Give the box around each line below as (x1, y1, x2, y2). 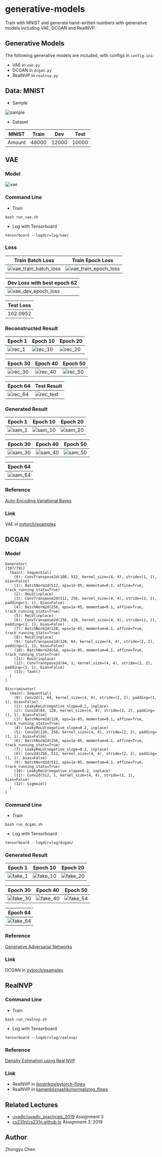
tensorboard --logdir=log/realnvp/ (5, 1035, 78, 1040)
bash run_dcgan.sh (5, 822, 43, 827)
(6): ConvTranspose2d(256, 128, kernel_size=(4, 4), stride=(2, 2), (14, 617, 157, 622)
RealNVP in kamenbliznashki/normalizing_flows (12, 1087, 108, 1092)
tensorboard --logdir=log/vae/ (5, 233, 69, 238)
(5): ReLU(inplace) (14, 613, 54, 618)
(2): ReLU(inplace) (14, 591, 54, 597)
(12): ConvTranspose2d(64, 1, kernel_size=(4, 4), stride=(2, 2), (14, 660, 153, 666)
